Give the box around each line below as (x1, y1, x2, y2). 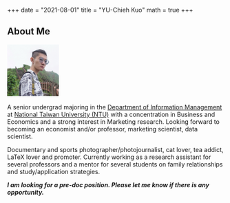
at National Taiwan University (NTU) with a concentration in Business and (7, 110, 216, 118)
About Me (7, 25, 50, 37)
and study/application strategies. (7, 167, 101, 175)
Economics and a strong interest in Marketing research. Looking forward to (7, 117, 220, 126)
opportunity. (7, 188, 45, 196)
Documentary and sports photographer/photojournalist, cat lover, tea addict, (7, 145, 224, 153)
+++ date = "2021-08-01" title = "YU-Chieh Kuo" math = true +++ (7, 6, 194, 14)
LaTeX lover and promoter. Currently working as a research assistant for (7, 153, 211, 161)
